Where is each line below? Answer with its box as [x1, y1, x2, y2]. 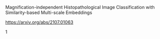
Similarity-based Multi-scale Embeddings [5, 9, 93, 15]
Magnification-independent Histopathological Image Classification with [5, 4, 155, 10]
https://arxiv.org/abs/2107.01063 [5, 19, 74, 25]
